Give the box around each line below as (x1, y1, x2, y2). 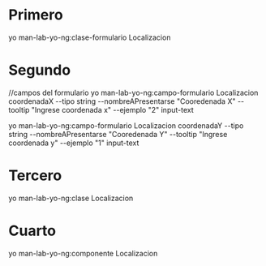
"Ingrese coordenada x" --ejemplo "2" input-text (31, 105, 195, 114)
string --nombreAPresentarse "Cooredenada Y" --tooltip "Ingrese (8, 129, 228, 139)
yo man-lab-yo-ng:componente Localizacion (8, 248, 158, 258)
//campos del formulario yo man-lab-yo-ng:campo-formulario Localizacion (8, 88, 259, 97)
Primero (8, 6, 63, 24)
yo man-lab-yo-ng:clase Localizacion (8, 193, 134, 203)
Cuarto (8, 221, 57, 240)
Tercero (8, 166, 62, 185)
